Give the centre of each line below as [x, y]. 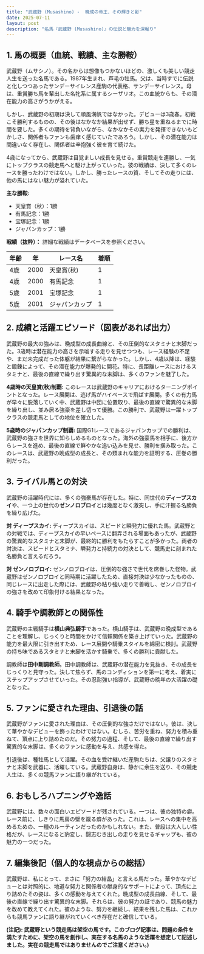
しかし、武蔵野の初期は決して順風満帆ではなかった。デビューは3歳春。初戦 [101, 114]
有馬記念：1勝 [32, 214]
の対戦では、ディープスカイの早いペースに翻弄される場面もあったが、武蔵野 [102, 533]
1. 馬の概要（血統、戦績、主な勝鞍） [74, 55]
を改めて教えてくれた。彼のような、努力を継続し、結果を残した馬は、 [94, 909]
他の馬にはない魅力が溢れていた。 [49, 181]
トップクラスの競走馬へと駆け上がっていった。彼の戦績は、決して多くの [101, 165]
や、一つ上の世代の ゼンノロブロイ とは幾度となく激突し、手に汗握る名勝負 [104, 505]
